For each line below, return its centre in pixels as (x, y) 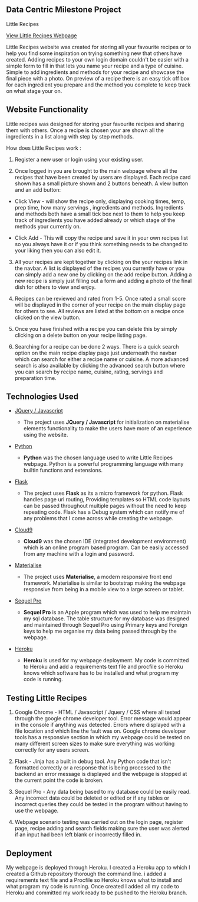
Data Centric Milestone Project (64, 10)
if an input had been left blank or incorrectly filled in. (78, 835)
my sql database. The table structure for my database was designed (106, 618)
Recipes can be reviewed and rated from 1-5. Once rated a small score (100, 298)
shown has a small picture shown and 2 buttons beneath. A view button (101, 183)
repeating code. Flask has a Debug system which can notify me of (104, 512)
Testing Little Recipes (47, 698)
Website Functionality (47, 110)
